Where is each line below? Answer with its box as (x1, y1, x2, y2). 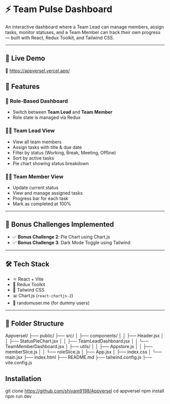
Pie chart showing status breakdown (12, 160, 89, 166)
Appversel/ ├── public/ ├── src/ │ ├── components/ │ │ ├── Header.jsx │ (5, 333, 164, 339)
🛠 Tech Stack (5, 260, 50, 269)
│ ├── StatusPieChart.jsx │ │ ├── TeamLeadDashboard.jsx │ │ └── (5, 338, 149, 344)
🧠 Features (5, 82, 40, 91)
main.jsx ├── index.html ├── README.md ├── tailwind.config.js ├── (5, 354, 152, 360)
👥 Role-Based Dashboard (5, 98, 68, 105)
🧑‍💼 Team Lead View (5, 127, 55, 134)
